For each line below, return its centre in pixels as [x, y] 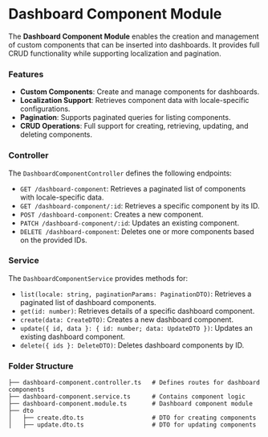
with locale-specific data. [62, 197]
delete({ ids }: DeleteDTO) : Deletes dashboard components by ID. [132, 345]
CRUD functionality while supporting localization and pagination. [115, 53]
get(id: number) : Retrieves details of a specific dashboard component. [137, 311]
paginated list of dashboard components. [88, 302]
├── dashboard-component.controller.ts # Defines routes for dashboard [134, 383]
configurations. [45, 109]
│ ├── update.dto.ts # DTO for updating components [132, 425]
